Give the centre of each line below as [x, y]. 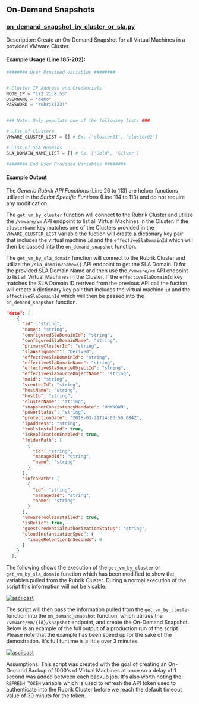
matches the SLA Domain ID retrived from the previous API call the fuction [97, 283]
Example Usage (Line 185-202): [46, 59]
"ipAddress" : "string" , [51, 424]
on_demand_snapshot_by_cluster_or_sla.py [71, 27]
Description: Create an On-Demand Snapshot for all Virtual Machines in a [96, 40]
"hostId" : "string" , [47, 396]
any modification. [27, 203]
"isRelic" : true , [43, 523]
